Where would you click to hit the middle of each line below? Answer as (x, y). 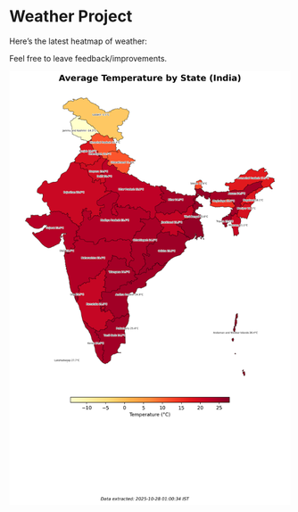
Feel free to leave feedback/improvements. (88, 58)
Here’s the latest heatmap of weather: (78, 41)
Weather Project (71, 17)
